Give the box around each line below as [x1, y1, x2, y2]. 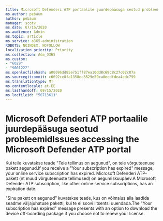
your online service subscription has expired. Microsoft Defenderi [5, 170, 136, 177]
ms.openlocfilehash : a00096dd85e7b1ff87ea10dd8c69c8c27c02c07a [5, 70, 136, 75]
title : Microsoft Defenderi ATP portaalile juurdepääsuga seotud [5, 7, 140, 12]
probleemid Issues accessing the [5, 134, 139, 145]
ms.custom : [5, 57, 28, 61]
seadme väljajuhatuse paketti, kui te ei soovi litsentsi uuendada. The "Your [5, 200, 152, 206]
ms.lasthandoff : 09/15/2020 [5, 88, 62, 93]
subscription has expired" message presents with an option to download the [5, 206, 158, 211]
